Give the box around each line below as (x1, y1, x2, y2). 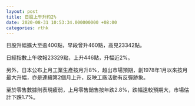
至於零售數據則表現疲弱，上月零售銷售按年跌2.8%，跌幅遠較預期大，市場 (6, 86, 184, 94)
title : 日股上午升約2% (6, 14, 57, 20)
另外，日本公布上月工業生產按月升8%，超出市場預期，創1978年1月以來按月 (6, 67, 188, 74)
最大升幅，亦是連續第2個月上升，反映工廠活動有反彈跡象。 (6, 74, 149, 81)
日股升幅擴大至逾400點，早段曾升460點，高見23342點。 (6, 42, 146, 49)
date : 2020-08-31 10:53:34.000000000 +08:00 (6, 19, 117, 25)
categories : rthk (6, 25, 49, 31)
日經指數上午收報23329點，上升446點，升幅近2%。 (6, 54, 134, 61)
